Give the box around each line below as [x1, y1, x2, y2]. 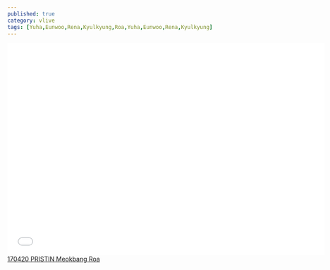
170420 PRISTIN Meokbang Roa [7, 255, 100, 264]
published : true [7, 10, 55, 18]
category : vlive [7, 17, 55, 24]
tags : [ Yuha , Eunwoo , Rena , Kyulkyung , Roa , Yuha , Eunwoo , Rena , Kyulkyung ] [7, 23, 213, 30]
